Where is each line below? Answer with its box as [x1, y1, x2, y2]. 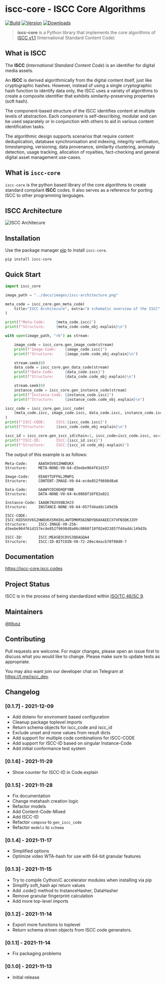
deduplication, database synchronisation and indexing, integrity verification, [5, 138, 160, 144]
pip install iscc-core [5, 257, 52, 262]
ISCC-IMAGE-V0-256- [38, 522, 79, 527]
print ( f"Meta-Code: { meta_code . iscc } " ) [5, 320, 96, 325]
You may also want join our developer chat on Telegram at [5, 668, 124, 674]
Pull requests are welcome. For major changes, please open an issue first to [5, 648, 160, 654]
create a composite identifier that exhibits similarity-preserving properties [5, 93, 155, 99]
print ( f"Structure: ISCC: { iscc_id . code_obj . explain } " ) [5, 442, 129, 447]
